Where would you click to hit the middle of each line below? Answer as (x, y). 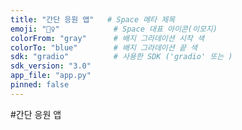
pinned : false (40, 85)
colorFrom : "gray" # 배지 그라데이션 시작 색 (107, 38)
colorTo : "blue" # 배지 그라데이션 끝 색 (104, 47)
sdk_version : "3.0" (51, 66)
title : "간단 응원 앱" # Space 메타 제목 (93, 19)
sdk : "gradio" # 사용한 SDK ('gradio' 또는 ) (121, 57)
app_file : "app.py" (51, 76)
